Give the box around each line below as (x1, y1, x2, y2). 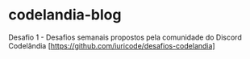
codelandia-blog (8, 6, 122, 24)
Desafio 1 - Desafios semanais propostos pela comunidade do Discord (8, 32, 242, 42)
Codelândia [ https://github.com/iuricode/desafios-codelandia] (8, 40, 215, 50)
